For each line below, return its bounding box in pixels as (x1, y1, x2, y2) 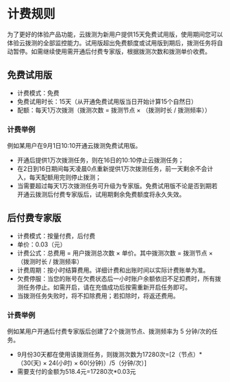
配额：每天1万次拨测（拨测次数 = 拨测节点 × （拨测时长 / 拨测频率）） (16, 105, 211, 114)
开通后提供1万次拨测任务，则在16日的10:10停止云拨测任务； (16, 156, 184, 164)
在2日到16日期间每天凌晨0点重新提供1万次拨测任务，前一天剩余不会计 (16, 165, 214, 173)
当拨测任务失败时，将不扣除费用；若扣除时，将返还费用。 (16, 292, 179, 300)
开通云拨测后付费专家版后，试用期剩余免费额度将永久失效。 (16, 190, 186, 199)
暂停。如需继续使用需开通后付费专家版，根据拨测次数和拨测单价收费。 (12, 47, 211, 55)
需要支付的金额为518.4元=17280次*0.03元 (16, 368, 136, 376)
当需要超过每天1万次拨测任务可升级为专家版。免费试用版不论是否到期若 (16, 182, 218, 190)
